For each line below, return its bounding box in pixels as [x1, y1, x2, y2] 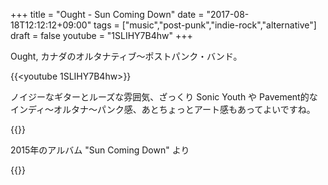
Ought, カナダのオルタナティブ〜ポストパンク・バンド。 [10, 50, 243, 62]
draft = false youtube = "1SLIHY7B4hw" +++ [10, 30, 193, 41]
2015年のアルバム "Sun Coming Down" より [10, 144, 190, 156]
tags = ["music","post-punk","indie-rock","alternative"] [93, 19, 317, 31]
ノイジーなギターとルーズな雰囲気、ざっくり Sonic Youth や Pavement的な [10, 91, 318, 103]
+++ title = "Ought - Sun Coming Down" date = [10, 9, 205, 20]
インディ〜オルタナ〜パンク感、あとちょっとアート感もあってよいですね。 [10, 104, 316, 115]
